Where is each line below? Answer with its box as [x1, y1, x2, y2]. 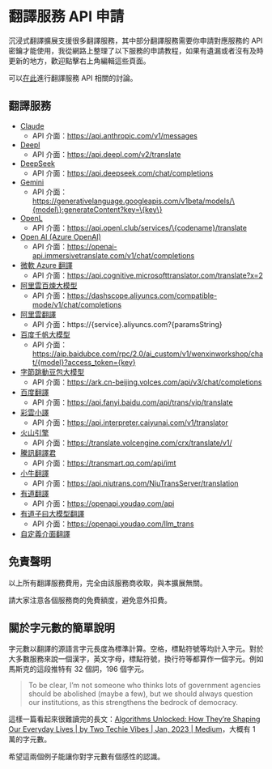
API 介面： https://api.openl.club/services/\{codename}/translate [32, 223, 247, 232]
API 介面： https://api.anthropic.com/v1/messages [32, 130, 198, 140]
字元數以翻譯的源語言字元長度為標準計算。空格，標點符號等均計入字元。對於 [8, 644, 264, 654]
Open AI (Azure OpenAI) [19, 232, 101, 241]
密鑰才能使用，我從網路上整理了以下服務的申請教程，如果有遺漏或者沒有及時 [8, 45, 264, 55]
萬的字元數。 [8, 734, 51, 745]
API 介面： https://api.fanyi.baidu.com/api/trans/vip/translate [32, 397, 233, 407]
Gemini [19, 177, 45, 187]
